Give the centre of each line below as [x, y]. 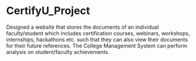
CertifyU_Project [48, 11]
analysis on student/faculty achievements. [58, 52]
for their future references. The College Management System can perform [97, 46]
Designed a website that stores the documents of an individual [83, 27]
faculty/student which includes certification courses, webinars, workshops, [98, 33]
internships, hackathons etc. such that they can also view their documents [97, 39]
